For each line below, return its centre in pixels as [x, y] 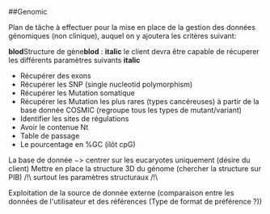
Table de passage [50, 136]
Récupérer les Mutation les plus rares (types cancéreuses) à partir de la [139, 101]
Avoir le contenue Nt [54, 127]
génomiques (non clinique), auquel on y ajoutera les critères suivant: [122, 36]
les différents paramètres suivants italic [74, 60]
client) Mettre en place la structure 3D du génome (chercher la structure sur [135, 168]
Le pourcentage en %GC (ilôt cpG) [78, 144]
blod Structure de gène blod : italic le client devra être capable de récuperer [134, 51]
